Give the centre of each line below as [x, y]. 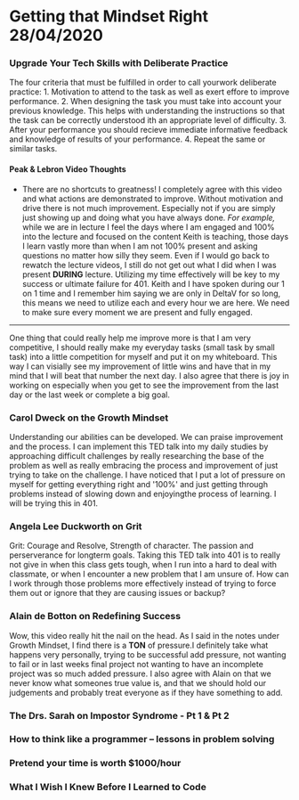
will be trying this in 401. [54, 503]
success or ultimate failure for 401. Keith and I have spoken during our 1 [153, 283]
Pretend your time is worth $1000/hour [95, 763]
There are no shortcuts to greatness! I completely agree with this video [152, 189]
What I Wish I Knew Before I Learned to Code [108, 788]
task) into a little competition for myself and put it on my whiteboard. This [143, 356]
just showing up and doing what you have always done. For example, [149, 217]
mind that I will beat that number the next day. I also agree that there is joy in [149, 375]
